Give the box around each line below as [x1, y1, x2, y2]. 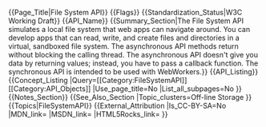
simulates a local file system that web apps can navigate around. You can [8, 25, 251, 34]
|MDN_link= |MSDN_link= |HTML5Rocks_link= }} [8, 109, 168, 119]
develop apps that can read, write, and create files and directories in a [8, 33, 240, 42]
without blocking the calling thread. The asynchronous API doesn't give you [8, 50, 259, 59]
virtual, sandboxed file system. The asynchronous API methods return [8, 42, 239, 51]
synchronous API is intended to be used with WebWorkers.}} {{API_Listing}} [8, 67, 259, 76]
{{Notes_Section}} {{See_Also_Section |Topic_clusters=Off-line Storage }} [8, 93, 252, 101]
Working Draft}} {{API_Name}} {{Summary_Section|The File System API [8, 16, 244, 26]
